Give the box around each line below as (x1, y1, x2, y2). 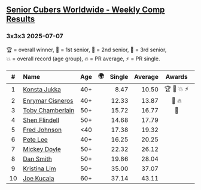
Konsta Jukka (23, 85, 62, 94)
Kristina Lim (23, 164, 56, 173)
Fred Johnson (23, 125, 62, 134)
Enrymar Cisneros (23, 96, 74, 105)
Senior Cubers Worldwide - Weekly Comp (6, 5, 165, 15)
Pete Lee (23, 135, 48, 143)
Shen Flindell (23, 116, 60, 124)
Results (6, 14, 35, 24)
